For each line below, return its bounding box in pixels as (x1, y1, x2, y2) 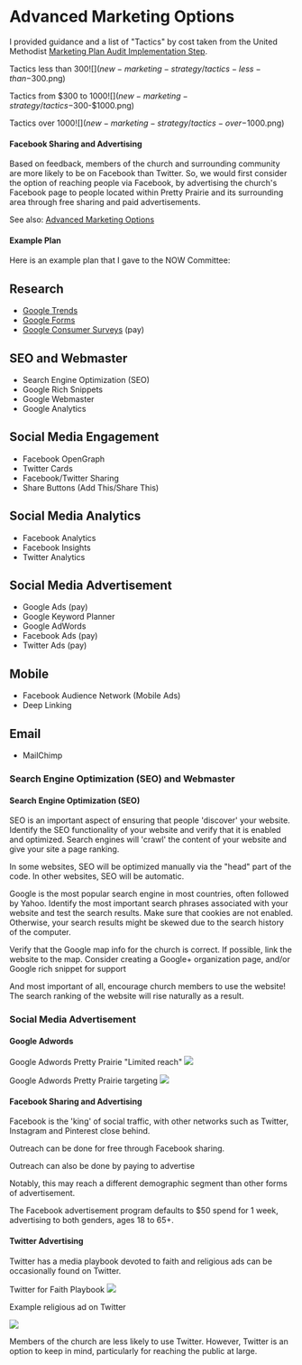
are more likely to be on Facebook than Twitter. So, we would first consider (9, 168, 288, 179)
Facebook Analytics (22, 532, 96, 543)
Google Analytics (22, 403, 87, 414)
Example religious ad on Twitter (9, 1301, 126, 1312)
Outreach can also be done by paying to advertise (9, 1161, 196, 1172)
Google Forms (22, 314, 76, 326)
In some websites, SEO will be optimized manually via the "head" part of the (9, 861, 292, 873)
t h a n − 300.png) (9, 72, 66, 83)
